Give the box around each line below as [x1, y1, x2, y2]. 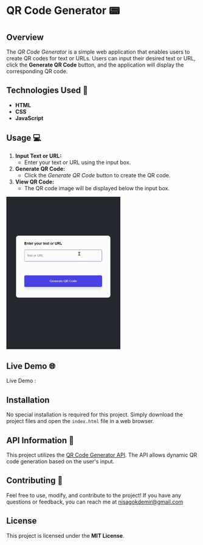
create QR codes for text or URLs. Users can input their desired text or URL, [6, 55, 196, 62]
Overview [6, 32, 44, 42]
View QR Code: [15, 178, 55, 185]
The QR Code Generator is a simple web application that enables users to [6, 48, 190, 55]
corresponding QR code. [6, 68, 68, 75]
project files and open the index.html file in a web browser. [6, 418, 154, 425]
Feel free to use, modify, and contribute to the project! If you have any [6, 491, 181, 499]
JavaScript [15, 114, 44, 121]
